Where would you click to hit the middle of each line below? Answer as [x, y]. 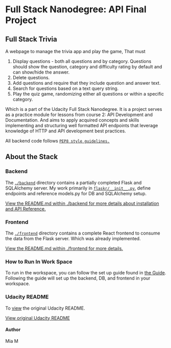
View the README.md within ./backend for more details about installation [82, 203]
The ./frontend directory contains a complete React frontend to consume [83, 233]
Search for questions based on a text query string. [66, 88]
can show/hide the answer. [41, 72]
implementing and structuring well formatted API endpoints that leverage [82, 125]
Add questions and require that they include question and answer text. [87, 83]
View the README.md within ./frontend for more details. [64, 248]
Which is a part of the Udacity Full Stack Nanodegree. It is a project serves [84, 109]
